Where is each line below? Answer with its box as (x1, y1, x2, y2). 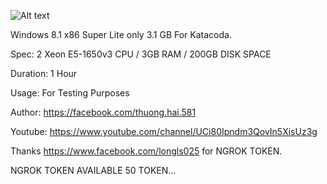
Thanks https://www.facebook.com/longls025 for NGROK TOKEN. (10, 145, 283, 157)
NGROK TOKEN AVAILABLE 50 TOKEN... (10, 165, 177, 176)
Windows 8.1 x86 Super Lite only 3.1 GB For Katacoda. (10, 29, 232, 40)
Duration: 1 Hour (10, 68, 78, 79)
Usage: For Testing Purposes (10, 87, 130, 99)
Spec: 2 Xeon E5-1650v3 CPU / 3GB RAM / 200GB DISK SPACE (10, 48, 272, 60)
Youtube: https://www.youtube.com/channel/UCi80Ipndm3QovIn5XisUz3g (10, 126, 318, 137)
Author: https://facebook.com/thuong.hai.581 (10, 106, 197, 118)
